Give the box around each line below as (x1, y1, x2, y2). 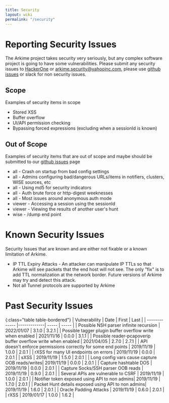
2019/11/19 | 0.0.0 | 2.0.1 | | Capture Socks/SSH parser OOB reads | (5, 365, 144, 371)
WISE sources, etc (12, 179, 51, 185)
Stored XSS (12, 109, 37, 115)
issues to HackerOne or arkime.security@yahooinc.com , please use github (5, 66, 161, 72)
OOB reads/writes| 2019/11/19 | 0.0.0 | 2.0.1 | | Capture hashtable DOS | (5, 360, 152, 366)
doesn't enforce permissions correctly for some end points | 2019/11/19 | (5, 343, 155, 349)
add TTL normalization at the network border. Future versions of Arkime (12, 271, 162, 278)
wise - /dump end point (12, 211, 62, 217)
